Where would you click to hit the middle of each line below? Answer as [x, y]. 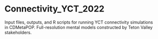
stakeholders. [18, 32]
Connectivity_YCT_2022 [55, 9]
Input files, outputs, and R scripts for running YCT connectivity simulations [79, 22]
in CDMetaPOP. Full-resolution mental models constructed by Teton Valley [79, 27]
